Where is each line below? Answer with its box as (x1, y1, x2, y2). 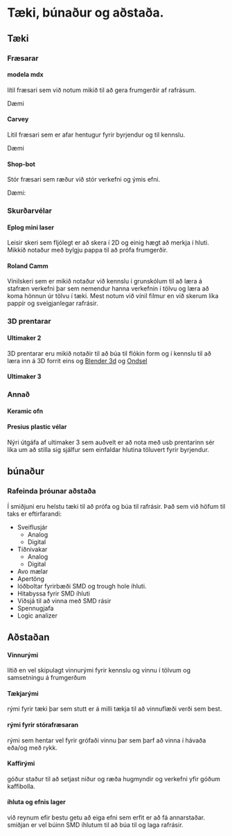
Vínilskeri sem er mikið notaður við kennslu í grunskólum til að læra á (7, 277, 203, 286)
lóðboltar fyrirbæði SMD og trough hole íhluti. (17, 582, 147, 590)
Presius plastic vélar (7, 423, 67, 431)
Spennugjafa (17, 604, 54, 612)
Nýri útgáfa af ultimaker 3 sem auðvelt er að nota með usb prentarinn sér (7, 438, 215, 446)
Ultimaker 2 (7, 333, 42, 342)
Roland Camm (7, 261, 48, 270)
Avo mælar (17, 567, 48, 575)
